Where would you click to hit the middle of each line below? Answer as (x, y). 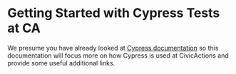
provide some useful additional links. (61, 63)
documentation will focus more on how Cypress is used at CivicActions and (118, 55)
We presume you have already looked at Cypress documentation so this (113, 48)
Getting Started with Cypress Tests (114, 13)
